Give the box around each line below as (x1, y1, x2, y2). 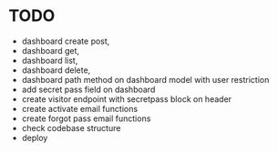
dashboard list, (21, 55, 78, 66)
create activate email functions (21, 103, 139, 114)
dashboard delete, (21, 65, 91, 76)
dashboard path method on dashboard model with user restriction (21, 74, 270, 85)
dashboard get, (21, 45, 79, 56)
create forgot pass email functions (21, 113, 151, 124)
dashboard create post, (21, 35, 110, 46)
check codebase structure (21, 122, 121, 133)
